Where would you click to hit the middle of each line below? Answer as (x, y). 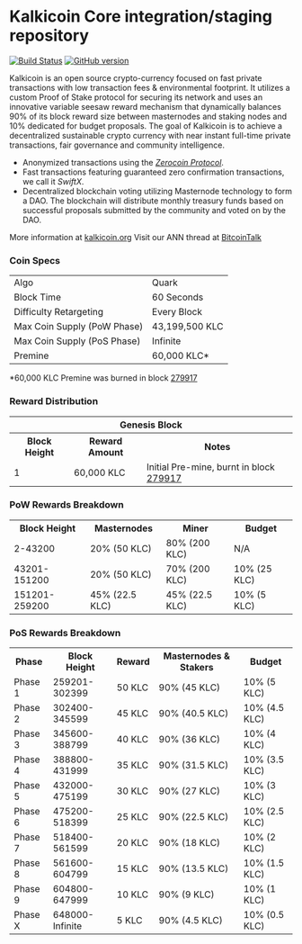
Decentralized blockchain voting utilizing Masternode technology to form (157, 191)
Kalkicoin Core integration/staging (141, 17)
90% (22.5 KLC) (194, 817)
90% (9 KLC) (187, 895)
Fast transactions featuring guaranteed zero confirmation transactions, (153, 172)
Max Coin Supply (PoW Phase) (79, 327)
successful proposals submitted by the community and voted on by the (154, 210)
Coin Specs (35, 260)
